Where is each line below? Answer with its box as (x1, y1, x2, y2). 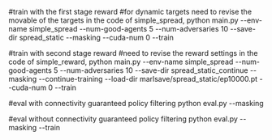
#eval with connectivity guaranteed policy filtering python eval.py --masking (8, 99, 264, 108)
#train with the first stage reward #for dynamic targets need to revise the (8, 7, 253, 16)
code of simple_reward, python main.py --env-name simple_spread (8, 57, 234, 66)
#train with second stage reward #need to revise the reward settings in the (8, 49, 258, 57)
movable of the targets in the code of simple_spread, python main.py (8, 15, 239, 25)
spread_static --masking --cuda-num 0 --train (19, 32, 175, 42)
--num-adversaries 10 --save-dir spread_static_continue (59, 66, 248, 75)
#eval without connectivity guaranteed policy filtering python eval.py (8, 114, 238, 124)
